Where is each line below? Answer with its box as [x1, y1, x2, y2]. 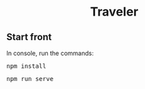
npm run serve [6, 75, 54, 82]
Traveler [90, 4, 139, 20]
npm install [6, 63, 47, 70]
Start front [6, 31, 52, 43]
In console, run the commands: [6, 49, 94, 57]
